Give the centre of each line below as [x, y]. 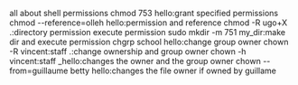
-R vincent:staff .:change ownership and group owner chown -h [128, 52]
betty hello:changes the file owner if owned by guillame [173, 71]
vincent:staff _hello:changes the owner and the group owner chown [135, 61]
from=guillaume [39, 71]
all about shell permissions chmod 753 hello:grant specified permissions [144, 13]
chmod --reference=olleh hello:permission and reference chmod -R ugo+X [148, 23]
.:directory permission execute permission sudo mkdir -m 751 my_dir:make [148, 32]
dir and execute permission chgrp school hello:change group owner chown [149, 42]
